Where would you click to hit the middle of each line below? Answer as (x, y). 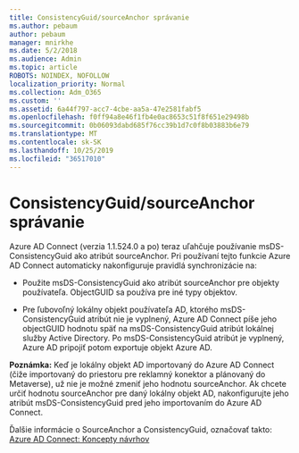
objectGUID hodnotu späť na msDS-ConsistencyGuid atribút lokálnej (148, 329)
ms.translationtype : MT (54, 134)
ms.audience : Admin (46, 59)
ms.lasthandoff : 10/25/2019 (62, 150)
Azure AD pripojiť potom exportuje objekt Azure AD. (117, 348)
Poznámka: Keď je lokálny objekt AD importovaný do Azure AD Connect (142, 365)
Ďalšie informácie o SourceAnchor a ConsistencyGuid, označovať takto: (141, 430)
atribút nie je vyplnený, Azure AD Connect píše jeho (182, 319)
